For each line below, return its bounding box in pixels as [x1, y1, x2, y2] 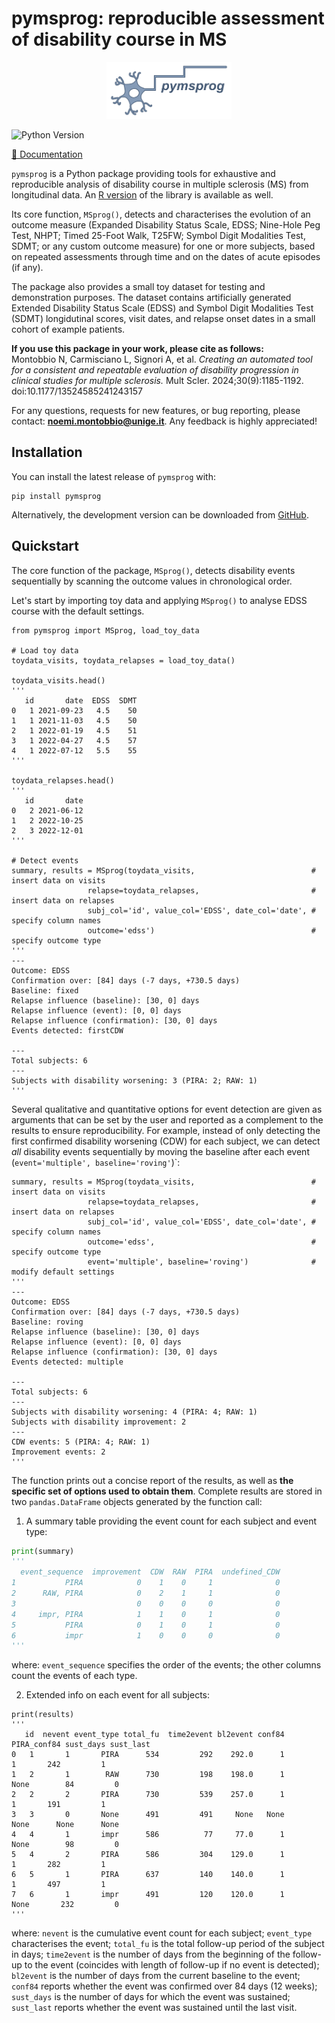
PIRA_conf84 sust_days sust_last [11, 1740, 151, 1750]
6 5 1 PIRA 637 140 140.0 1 [11, 1870, 285, 1880]
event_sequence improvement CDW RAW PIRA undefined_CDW [20, 1567, 281, 1577]
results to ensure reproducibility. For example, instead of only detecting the [11, 1124, 321, 1136]
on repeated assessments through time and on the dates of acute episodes [11, 250, 321, 262]
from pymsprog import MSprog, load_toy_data [11, 625, 200, 636]
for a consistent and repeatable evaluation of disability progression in [11, 363, 299, 376]
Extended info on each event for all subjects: [25, 1689, 211, 1701]
